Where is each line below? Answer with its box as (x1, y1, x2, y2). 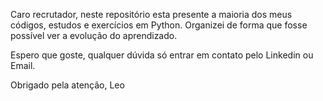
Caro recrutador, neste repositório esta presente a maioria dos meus (10, 9, 293, 20)
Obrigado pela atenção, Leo (10, 79, 125, 91)
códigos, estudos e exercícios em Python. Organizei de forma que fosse (10, 19, 308, 31)
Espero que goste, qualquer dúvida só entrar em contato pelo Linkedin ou (10, 49, 314, 61)
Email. (10, 60, 36, 71)
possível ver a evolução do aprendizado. (10, 30, 178, 41)
